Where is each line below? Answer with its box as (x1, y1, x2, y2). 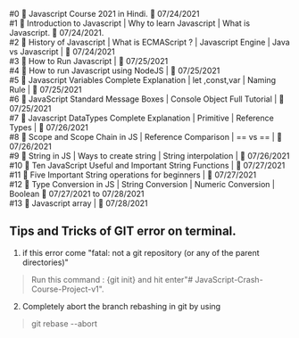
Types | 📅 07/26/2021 (9, 122, 89, 133)
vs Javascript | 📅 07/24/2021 (9, 46, 116, 57)
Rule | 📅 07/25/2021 (9, 85, 82, 95)
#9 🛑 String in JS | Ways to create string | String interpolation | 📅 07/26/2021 (9, 151, 290, 161)
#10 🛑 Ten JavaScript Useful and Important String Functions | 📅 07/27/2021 (9, 161, 286, 170)
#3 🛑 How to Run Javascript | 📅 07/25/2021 (9, 56, 169, 66)
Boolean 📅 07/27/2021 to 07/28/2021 (9, 188, 145, 199)
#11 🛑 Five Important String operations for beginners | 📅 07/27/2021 (9, 169, 257, 180)
